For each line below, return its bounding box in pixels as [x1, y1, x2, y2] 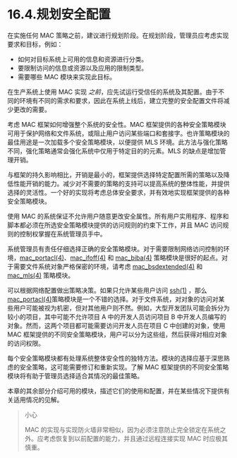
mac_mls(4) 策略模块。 [7, 271, 75, 279]
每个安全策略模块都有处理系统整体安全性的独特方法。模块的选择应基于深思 [7, 354, 224, 362]
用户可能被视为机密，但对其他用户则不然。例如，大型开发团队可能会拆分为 [13, 303, 230, 312]
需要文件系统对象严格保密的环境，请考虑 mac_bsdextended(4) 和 [13, 262, 203, 270]
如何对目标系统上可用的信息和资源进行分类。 [17, 54, 148, 64]
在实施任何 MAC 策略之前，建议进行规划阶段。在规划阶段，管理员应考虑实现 [7, 31, 229, 40]
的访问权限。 [7, 339, 44, 347]
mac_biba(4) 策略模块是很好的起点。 [115, 253, 222, 262]
